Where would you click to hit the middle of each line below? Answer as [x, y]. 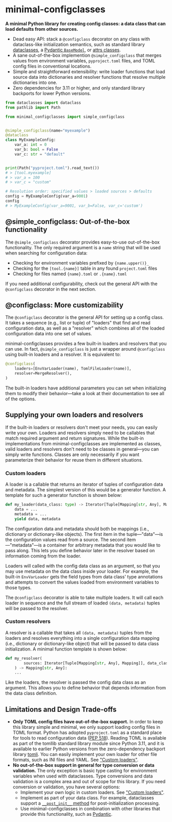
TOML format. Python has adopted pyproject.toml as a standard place [87, 732]
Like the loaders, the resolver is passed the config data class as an [76, 682]
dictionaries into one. [35, 82]
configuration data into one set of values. [49, 334]
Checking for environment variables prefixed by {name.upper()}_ [81, 263]
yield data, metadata [37, 519]
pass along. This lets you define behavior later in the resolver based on [80, 550]
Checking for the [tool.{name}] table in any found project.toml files [85, 268]
